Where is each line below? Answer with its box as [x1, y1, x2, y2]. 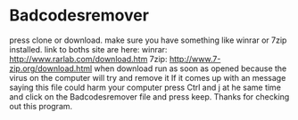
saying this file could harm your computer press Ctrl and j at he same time [9, 82, 281, 92]
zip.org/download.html [9, 63, 93, 74]
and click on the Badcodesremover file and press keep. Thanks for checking [9, 91, 290, 102]
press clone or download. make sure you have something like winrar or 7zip [9, 35, 287, 45]
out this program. [9, 100, 73, 111]
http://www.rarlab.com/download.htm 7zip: [9, 53, 168, 64]
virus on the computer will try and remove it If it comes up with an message [9, 72, 286, 83]
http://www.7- [169, 53, 221, 64]
